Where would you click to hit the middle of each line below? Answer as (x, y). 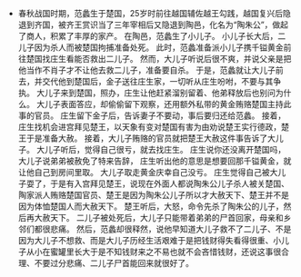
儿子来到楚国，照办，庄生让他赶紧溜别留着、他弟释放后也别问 (160, 93)
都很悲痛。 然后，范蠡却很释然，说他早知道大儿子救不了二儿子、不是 (163, 229)
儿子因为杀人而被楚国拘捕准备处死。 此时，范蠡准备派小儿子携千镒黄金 (150, 47)
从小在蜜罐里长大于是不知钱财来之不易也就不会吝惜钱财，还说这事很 (154, 252)
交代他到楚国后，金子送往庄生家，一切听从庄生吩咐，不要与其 (158, 81)
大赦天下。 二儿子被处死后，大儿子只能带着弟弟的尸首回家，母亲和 (159, 218)
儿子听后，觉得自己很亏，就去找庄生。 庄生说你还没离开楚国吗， (165, 149)
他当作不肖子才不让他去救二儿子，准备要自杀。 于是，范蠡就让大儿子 (146, 70)
